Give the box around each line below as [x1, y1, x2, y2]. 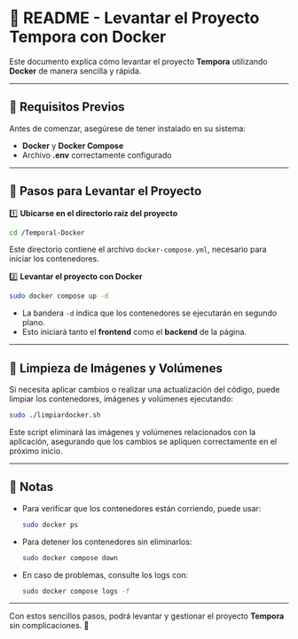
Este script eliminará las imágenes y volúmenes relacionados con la [9, 427, 256, 437]
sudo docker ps [21, 520, 79, 529]
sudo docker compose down [21, 553, 118, 562]
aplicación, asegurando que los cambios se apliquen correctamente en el [9, 436, 278, 447]
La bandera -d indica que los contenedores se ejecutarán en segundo [21, 308, 278, 318]
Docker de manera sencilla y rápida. [9, 66, 142, 76]
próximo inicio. [9, 446, 64, 456]
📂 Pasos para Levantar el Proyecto [9, 183, 202, 199]
